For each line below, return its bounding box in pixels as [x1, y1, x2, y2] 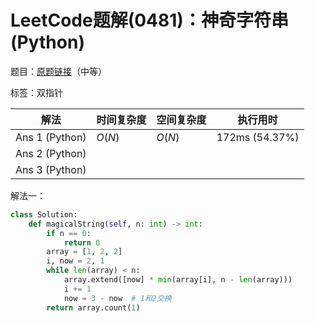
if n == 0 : [46, 228, 92, 238]
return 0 [63, 237, 101, 248]
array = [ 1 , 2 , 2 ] [46, 247, 123, 257]
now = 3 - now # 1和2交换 [63, 293, 172, 303]
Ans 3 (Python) [15, 162, 87, 176]
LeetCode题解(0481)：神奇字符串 [10, 9, 289, 32]
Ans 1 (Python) [15, 130, 87, 144]
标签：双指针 [10, 86, 63, 98]
